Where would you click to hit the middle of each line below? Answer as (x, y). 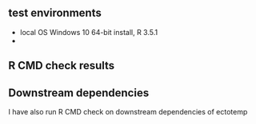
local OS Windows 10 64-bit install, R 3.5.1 (89, 32)
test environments (55, 13)
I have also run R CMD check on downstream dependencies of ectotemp (128, 112)
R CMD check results (62, 66)
